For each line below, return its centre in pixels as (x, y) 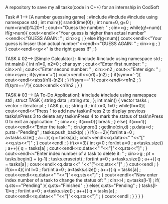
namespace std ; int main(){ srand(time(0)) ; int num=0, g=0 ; (68, 22)
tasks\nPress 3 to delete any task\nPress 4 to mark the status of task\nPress (84, 116)
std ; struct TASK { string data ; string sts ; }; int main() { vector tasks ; (77, 100)
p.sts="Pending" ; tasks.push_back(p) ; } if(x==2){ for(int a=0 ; (70, 132)
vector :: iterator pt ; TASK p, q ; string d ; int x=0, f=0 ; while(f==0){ (75, 106)
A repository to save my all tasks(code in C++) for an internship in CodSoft (82, 7)
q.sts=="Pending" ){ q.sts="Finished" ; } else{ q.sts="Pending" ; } (73, 185)
